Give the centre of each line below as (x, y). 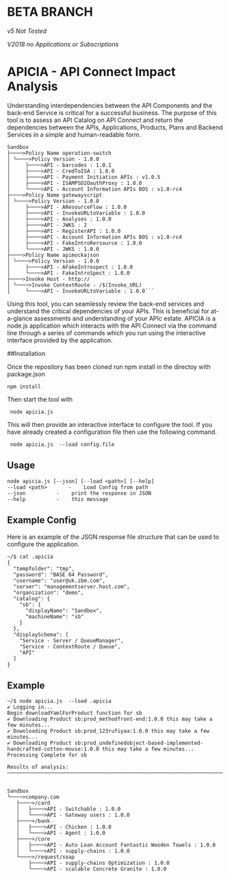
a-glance (20, 318)
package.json (26, 374)
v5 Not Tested (27, 31)
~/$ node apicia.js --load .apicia (59, 701)
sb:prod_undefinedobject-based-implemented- (139, 743)
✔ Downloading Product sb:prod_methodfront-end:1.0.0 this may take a (110, 719)
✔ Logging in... (30, 707)
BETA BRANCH (50, 12)
